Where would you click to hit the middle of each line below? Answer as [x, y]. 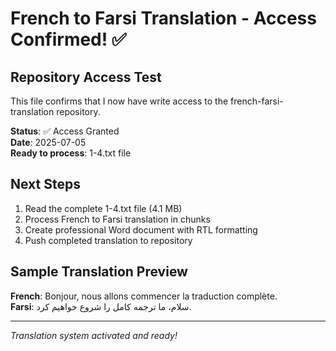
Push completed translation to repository [108, 240]
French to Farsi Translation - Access [163, 18]
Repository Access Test [86, 77]
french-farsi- [257, 101]
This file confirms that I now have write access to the [119, 101]
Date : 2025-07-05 [48, 142]
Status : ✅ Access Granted [65, 131]
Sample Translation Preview [99, 272]
